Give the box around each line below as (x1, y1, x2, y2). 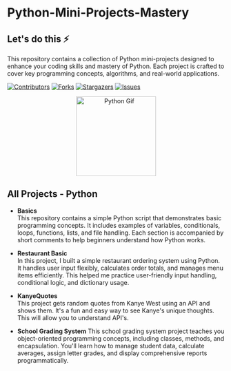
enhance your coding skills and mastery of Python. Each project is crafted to (7, 62, 225, 70)
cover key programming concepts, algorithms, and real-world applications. (7, 70, 219, 77)
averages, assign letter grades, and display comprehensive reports (17, 349, 208, 357)
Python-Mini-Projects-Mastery (7, 5, 190, 21)
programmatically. (17, 356, 69, 364)
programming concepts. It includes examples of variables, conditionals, (17, 221, 221, 229)
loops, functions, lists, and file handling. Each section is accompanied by (17, 229, 224, 237)
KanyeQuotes (17, 291, 58, 300)
